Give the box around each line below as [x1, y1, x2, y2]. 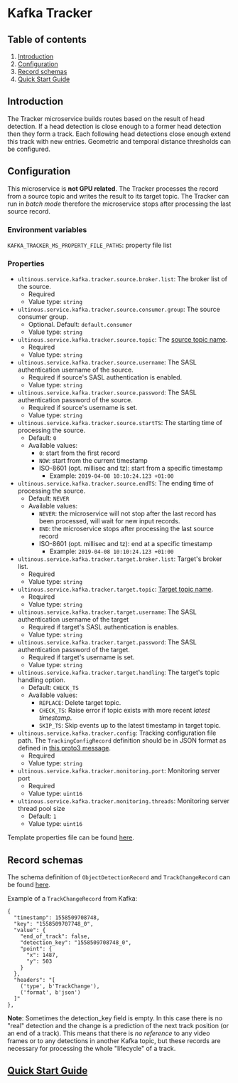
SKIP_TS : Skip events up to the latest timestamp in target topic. [38, 721, 222, 730]
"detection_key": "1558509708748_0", [20, 939, 132, 946]
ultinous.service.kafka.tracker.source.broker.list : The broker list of [17, 275, 227, 283]
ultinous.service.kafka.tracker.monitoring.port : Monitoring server [17, 767, 220, 775]
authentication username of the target [17, 615, 129, 624]
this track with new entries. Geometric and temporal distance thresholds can [7, 137, 232, 145]
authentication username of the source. [17, 365, 134, 375]
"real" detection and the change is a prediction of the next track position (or [7, 1022, 229, 1030]
